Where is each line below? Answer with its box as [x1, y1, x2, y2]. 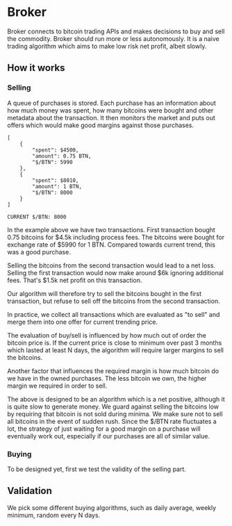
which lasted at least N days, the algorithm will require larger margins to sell [7, 345, 224, 354]
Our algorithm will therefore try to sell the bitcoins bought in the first [7, 289, 202, 297]
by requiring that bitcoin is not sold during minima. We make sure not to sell [7, 409, 224, 418]
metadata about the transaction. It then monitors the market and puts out [7, 113, 215, 122]
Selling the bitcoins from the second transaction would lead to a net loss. [7, 261, 216, 270]
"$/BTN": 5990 [32, 158, 73, 165]
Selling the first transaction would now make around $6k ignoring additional [7, 268, 224, 277]
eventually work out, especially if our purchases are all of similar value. [7, 432, 210, 440]
